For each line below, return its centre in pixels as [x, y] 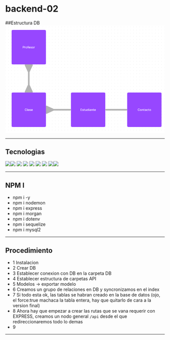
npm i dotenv [26, 219]
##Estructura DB [23, 23]
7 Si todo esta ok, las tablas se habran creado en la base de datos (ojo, [86, 295]
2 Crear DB [24, 268]
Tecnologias [25, 152]
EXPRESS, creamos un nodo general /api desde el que [70, 316]
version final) [26, 306]
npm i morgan [27, 214]
